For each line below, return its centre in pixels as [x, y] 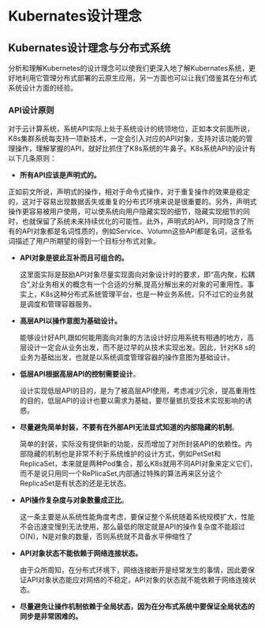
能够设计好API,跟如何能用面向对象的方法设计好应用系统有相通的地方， [133, 338]
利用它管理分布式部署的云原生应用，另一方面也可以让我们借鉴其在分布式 [139, 78]
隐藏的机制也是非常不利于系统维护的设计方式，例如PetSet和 [124, 454]
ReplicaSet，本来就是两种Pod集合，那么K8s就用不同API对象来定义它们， [138, 464]
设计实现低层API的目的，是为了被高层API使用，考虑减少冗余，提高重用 [134, 391]
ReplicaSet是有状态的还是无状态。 [75, 483]
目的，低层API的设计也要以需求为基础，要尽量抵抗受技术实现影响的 [136, 401]
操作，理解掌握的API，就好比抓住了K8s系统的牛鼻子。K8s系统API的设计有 [135, 149]
